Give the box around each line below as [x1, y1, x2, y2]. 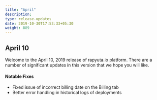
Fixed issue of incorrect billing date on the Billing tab [12, 84, 119, 90]
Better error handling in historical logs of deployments [12, 90, 122, 96]
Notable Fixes [5, 73, 34, 79]
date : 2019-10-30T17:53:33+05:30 [5, 21, 74, 26]
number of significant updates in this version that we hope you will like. [5, 62, 149, 68]
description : [5, 12, 32, 17]
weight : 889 [5, 26, 30, 31]
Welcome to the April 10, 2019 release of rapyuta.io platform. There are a [5, 57, 153, 63]
